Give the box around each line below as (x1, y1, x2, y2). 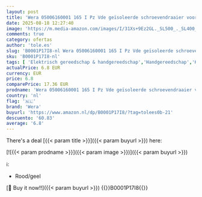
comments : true (6, 31, 44, 37)
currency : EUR (6, 70, 42, 76)
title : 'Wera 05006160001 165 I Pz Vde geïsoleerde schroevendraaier (6, 14, 185, 20)
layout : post (6, 8, 39, 15)
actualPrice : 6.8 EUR (6, 64, 61, 71)
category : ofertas (6, 37, 52, 43)
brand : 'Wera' (6, 103, 42, 110)
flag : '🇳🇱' (6, 98, 36, 104)
